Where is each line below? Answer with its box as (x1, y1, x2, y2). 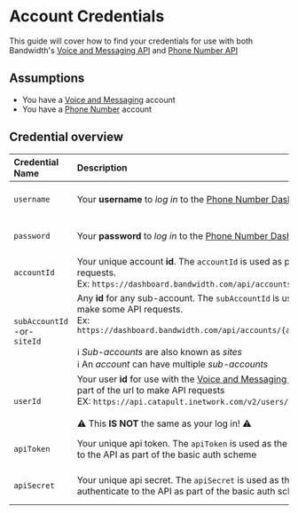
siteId (13, 336, 42, 346)
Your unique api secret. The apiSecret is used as (76, 473, 279, 486)
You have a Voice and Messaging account (21, 94, 176, 105)
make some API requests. (76, 303, 184, 315)
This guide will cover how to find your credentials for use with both (9, 36, 254, 46)
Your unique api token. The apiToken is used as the (76, 437, 288, 449)
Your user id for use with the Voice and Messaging (76, 373, 287, 385)
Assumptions (9, 71, 85, 86)
